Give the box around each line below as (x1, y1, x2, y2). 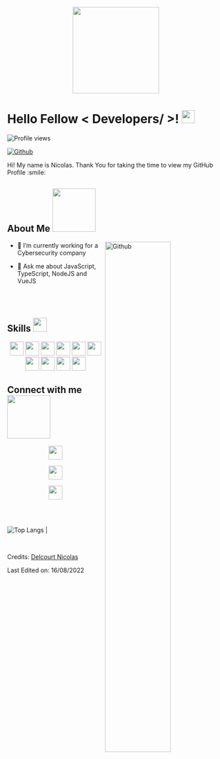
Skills (7, 322, 31, 335)
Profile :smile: (7, 168, 46, 176)
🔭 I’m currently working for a (17, 241, 99, 249)
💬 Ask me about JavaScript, (17, 262, 97, 270)
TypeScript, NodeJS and (17, 269, 88, 277)
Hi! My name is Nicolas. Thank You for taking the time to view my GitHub (7, 161, 214, 169)
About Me (7, 223, 50, 235)
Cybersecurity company (17, 248, 86, 257)
